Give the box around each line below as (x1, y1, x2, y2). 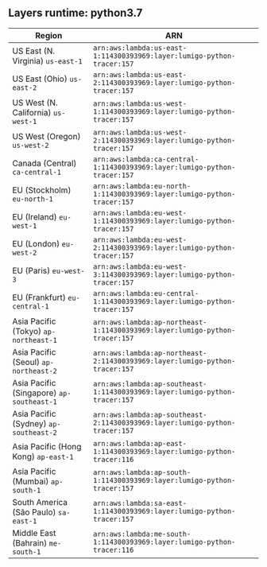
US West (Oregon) (12, 130, 81, 142)
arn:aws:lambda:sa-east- (92, 499, 187, 507)
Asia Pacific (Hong (12, 441, 82, 452)
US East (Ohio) (12, 73, 68, 84)
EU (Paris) (12, 265, 51, 276)
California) (12, 107, 52, 118)
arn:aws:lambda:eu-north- (92, 181, 192, 190)
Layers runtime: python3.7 (8, 6, 143, 20)
